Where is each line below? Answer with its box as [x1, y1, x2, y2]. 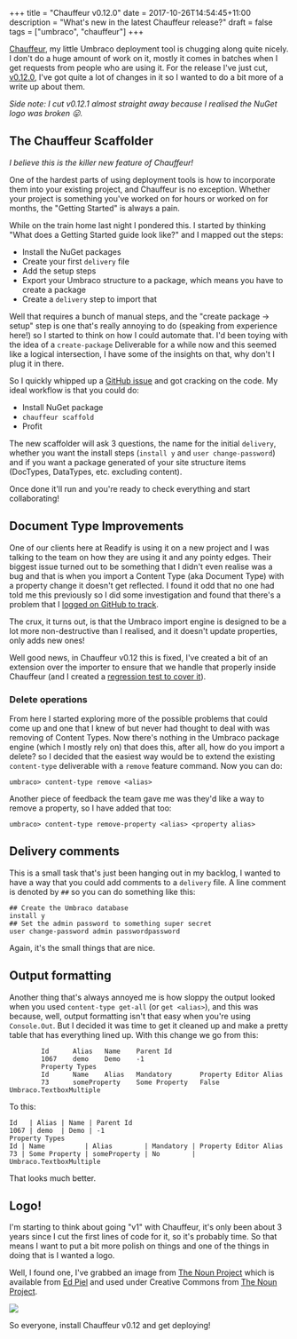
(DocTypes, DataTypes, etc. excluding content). [9, 466, 183, 477]
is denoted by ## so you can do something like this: [9, 886, 196, 897]
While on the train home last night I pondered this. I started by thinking [9, 219, 266, 230]
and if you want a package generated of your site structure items [9, 456, 246, 467]
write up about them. [9, 82, 86, 91]
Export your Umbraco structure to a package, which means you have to [21, 274, 284, 285]
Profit [21, 421, 43, 432]
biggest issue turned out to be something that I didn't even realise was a [9, 561, 273, 572]
